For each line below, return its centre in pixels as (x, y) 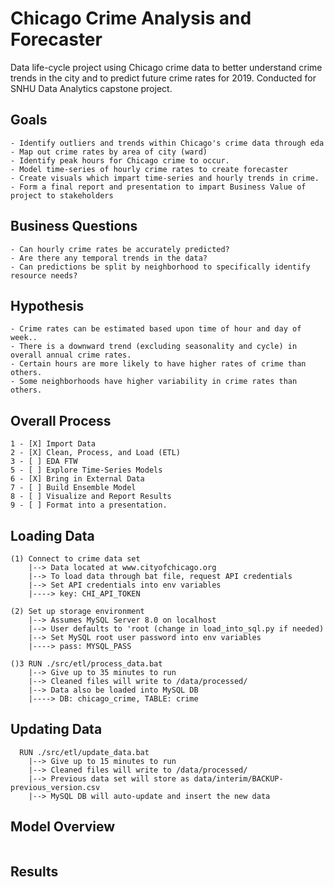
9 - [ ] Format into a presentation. (89, 505)
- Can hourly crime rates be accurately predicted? (120, 249)
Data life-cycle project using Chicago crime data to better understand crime (166, 67)
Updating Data (56, 729)
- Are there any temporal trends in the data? (109, 258)
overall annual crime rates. (71, 355)
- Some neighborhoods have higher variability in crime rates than (154, 382)
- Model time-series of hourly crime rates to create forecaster (149, 169)
